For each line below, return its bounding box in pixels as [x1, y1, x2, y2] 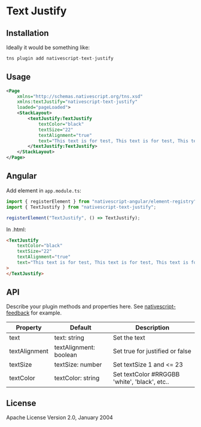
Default [69, 324, 92, 332]
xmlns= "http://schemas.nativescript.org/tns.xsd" [17, 93, 144, 99]
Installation [6, 28, 49, 38]
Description [135, 324, 169, 332]
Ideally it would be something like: [6, 44, 90, 51]
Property [16, 324, 42, 332]
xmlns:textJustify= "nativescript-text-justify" [17, 99, 138, 105]
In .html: [6, 225, 26, 233]
